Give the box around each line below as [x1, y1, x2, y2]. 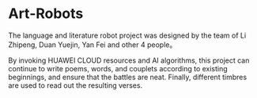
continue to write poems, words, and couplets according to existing [8, 64, 228, 73]
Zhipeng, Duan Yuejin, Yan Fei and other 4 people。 [8, 40, 177, 49]
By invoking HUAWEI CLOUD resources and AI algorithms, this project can [8, 56, 250, 65]
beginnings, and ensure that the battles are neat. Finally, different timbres [8, 72, 248, 82]
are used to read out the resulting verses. [8, 80, 143, 90]
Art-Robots [8, 5, 84, 23]
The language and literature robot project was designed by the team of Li [8, 31, 247, 40]
